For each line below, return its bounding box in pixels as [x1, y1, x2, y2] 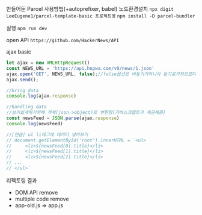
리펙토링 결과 [6, 176, 37, 184]
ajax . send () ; [6, 76, 39, 83]
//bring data [6, 87, 39, 93]
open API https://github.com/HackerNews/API [6, 37, 119, 43]
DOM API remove [14, 189, 58, 196]
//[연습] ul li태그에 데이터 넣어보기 [6, 131, 88, 137]
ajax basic [6, 48, 32, 55]
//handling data [6, 104, 47, 110]
